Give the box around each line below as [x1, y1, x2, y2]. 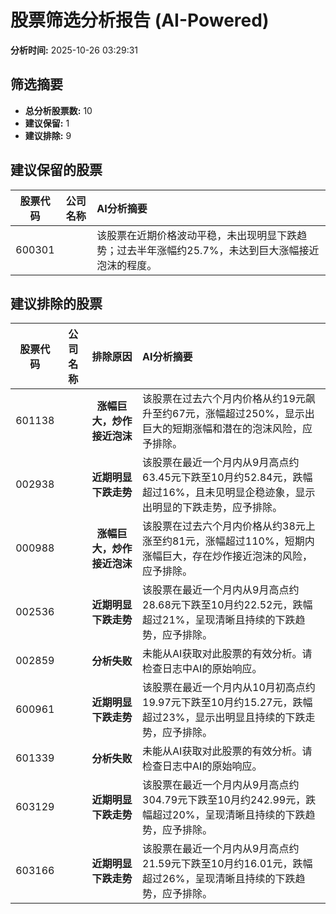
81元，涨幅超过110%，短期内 [172, 534, 315, 548]
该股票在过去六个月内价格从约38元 [142, 519, 306, 533]
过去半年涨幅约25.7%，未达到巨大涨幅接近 [116, 243, 320, 257]
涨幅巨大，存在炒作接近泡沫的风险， [142, 549, 313, 563]
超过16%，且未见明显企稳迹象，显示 [142, 486, 316, 500]
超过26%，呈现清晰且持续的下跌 [142, 872, 296, 886]
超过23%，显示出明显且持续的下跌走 [142, 711, 316, 725]
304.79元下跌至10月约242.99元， [142, 793, 307, 807]
